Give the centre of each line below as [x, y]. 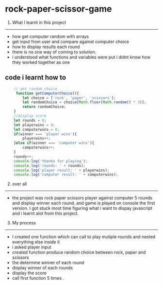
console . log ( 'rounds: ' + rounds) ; [50, 166]
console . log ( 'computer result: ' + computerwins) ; [66, 175]
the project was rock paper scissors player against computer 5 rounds [82, 198]
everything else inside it [36, 242]
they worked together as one [41, 62]
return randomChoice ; [44, 107]
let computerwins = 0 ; [37, 129]
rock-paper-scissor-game [59, 9]
